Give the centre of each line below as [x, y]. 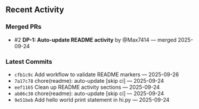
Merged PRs [24, 27]
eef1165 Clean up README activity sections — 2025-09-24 [87, 87]
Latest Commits [29, 61]
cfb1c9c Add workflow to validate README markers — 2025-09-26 [97, 74]
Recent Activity [35, 10]
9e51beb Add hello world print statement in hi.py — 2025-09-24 [92, 99]
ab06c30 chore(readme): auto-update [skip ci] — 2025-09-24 [89, 93]
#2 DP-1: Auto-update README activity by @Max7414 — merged [95, 40]
